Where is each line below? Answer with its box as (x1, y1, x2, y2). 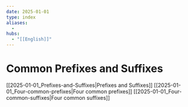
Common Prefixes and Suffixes (6, 62, 164, 75)
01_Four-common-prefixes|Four (6, 87, 85, 95)
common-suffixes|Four (6, 94, 63, 101)
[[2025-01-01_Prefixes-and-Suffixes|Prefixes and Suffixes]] (6, 81, 153, 89)
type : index (6, 14, 36, 20)
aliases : (6, 20, 28, 26)
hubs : (6, 31, 20, 37)
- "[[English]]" (11, 36, 52, 42)
